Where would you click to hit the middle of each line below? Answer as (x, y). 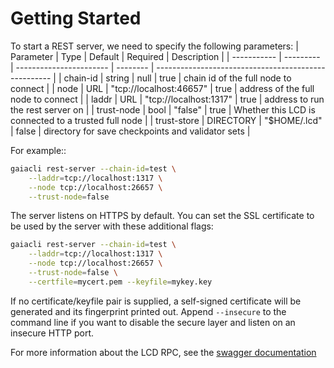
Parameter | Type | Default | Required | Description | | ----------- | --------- (165, 56)
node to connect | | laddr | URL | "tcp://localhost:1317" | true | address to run (167, 99)
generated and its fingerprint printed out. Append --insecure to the (148, 311)
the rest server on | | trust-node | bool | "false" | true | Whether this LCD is (163, 109)
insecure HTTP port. (52, 333)
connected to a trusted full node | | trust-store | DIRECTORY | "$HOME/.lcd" (166, 120)
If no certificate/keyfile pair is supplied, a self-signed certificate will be (156, 301)
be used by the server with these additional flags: (112, 226)
